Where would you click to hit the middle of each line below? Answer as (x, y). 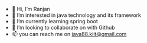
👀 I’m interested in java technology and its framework (76, 15)
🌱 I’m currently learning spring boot (55, 21)
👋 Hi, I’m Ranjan (31, 9)
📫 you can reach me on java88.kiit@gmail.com (69, 34)
